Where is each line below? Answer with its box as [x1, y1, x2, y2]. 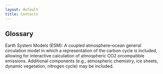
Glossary [5, 30, 33, 38]
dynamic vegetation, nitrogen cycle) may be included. [5, 63, 114, 69]
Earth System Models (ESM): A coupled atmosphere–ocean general [5, 42, 141, 49]
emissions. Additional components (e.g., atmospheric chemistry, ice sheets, [5, 58, 159, 64]
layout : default [5, 7, 38, 12]
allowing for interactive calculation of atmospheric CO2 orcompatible [5, 53, 145, 59]
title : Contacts [5, 12, 38, 17]
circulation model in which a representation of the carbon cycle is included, [5, 48, 158, 54]
